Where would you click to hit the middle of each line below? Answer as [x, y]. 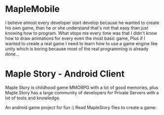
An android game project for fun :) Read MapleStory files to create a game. [81, 107]
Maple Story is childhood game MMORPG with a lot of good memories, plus [82, 87]
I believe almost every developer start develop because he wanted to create [82, 23]
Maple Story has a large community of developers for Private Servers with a [82, 92]
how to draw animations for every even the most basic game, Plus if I [75, 38]
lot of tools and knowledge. [33, 98]
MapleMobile [33, 9]
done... [12, 54]
